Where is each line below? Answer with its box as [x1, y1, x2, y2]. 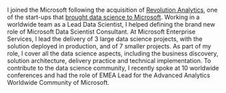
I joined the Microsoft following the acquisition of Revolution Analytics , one [7, 6, 218, 14]
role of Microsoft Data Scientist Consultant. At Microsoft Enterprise [7, 27, 196, 36]
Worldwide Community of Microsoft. [7, 79, 110, 86]
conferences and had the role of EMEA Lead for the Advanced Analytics [7, 71, 210, 79]
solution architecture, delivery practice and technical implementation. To [7, 57, 212, 64]
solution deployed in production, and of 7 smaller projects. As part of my [7, 42, 212, 50]
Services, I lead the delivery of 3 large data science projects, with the [7, 35, 203, 43]
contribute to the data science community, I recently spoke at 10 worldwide [7, 64, 219, 72]
